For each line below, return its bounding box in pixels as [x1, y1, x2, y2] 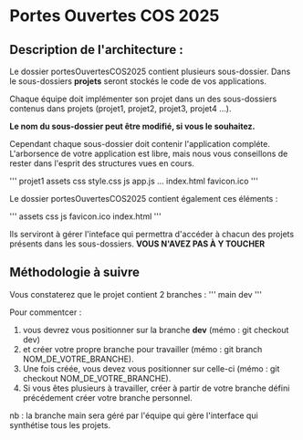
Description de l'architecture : [9, 42, 184, 58]
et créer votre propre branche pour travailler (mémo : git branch [22, 343, 263, 354]
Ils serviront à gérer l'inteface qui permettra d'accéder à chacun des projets [9, 229, 295, 239]
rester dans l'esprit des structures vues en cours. [9, 158, 194, 169]
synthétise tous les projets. [9, 419, 111, 430]
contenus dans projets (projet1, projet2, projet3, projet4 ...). [9, 103, 232, 114]
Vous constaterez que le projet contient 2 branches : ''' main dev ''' [9, 288, 263, 299]
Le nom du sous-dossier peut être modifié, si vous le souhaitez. [9, 120, 256, 131]
